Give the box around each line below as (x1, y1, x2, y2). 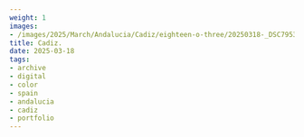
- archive (9, 64, 47, 73)
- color (9, 80, 39, 89)
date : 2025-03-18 (9, 47, 75, 56)
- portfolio (9, 114, 54, 123)
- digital (9, 72, 47, 81)
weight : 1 (9, 13, 47, 23)
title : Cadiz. (9, 38, 63, 48)
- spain (9, 88, 39, 97)
